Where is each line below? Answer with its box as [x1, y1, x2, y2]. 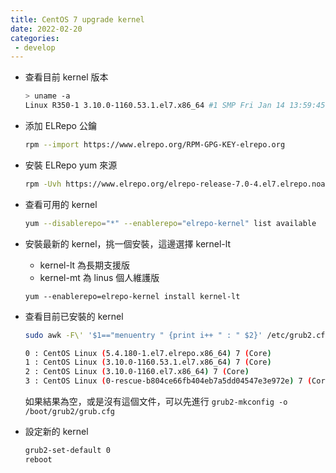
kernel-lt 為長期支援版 [39, 259, 130, 271]
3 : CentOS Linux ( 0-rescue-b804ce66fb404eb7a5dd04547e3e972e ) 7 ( [24, 376, 313, 386]
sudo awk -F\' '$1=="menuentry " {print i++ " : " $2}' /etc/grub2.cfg [24, 330, 330, 340]
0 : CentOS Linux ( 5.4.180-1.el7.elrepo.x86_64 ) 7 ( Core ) [24, 348, 272, 358]
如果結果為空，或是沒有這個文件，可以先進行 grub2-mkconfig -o [24, 396, 288, 407]
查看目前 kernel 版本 [24, 71, 109, 83]
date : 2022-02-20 [10, 24, 83, 34]
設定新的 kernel [24, 426, 89, 437]
